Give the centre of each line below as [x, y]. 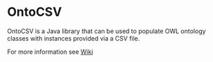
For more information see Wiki [50, 52]
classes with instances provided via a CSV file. [74, 38]
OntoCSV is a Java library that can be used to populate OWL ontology [106, 31]
